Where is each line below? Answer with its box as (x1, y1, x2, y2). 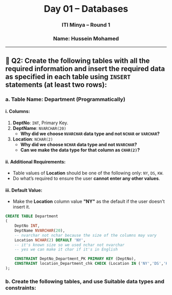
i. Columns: (5, 108, 30, 115)
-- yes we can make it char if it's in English (14, 247, 118, 252)
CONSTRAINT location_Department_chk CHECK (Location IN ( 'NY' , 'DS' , (14, 261, 164, 266)
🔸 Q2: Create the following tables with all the (5, 56, 150, 65)
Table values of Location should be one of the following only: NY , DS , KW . (12, 170, 164, 176)
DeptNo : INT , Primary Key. (12, 120, 69, 126)
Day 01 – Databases (44, 3, 128, 15)
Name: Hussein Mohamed (53, 35, 119, 42)
